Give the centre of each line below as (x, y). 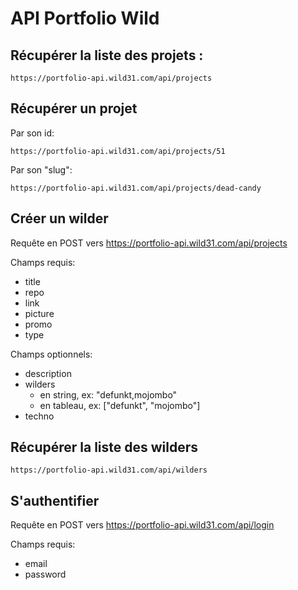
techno (39, 416)
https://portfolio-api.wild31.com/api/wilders (109, 470)
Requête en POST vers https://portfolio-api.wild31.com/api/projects (149, 243)
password (45, 574)
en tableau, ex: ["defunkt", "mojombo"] (120, 405)
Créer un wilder (59, 218)
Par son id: (32, 133)
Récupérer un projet (74, 108)
